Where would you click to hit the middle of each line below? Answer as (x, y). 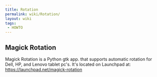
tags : (11, 23)
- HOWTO (15, 28)
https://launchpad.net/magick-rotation (44, 69)
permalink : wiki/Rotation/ (33, 14)
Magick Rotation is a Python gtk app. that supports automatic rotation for (78, 59)
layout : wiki (18, 19)
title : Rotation (22, 10)
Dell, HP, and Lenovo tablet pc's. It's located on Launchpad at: (68, 64)
